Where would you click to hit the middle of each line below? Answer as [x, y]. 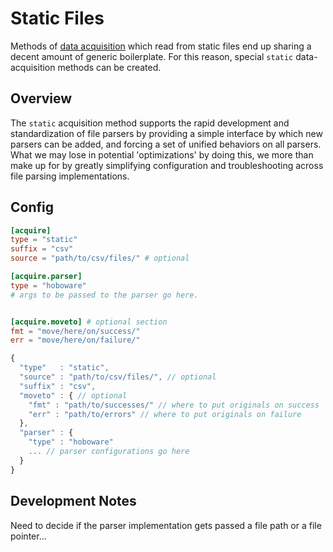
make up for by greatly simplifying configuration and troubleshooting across [167, 165]
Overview [41, 98]
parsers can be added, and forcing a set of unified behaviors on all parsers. [166, 144]
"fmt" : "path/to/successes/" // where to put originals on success [174, 405]
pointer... [28, 536]
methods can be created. [109, 67]
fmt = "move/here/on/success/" [75, 331]
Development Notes [73, 501]
